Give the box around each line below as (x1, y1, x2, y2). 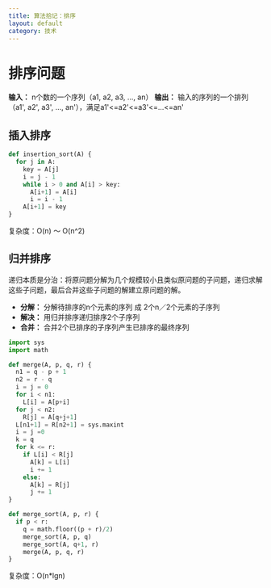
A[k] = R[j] (29, 481, 70, 489)
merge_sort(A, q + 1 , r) (23, 540, 99, 548)
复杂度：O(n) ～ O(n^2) (8, 226, 85, 235)
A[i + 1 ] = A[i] (29, 187, 78, 196)
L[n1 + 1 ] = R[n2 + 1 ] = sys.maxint (15, 421, 125, 429)
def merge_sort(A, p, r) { (8, 510, 99, 519)
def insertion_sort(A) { (8, 150, 92, 158)
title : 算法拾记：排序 (8, 11, 77, 20)
